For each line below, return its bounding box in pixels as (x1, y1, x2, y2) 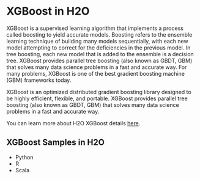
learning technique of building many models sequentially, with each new (6, 37, 188, 45)
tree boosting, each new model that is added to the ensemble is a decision (6, 50, 194, 57)
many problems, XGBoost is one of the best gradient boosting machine (6, 70, 185, 77)
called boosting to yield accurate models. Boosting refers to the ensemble (6, 31, 193, 38)
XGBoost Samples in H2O (6, 137, 105, 148)
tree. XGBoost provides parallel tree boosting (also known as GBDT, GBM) (6, 57, 193, 64)
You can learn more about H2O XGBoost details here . (6, 119, 141, 126)
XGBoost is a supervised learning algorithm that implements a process (6, 24, 183, 32)
